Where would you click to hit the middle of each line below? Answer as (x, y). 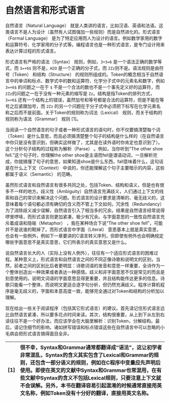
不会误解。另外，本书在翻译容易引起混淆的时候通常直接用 (88, 385)
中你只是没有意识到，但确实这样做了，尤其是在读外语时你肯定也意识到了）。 (84, 142)
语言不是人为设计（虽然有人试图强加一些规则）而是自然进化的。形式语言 (85, 32)
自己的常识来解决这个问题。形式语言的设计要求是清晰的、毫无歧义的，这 (89, 197)
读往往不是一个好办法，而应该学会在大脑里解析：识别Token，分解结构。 (80, 321)
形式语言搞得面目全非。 (47, 333)
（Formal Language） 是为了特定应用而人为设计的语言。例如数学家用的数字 (84, 38)
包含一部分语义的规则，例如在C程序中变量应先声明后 (98, 362)
